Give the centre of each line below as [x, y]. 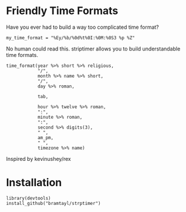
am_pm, [45, 137]
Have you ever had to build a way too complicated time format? [83, 27]
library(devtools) [28, 198]
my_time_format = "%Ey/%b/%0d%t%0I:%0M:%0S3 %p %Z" [70, 38]
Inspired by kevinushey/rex [39, 159]
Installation [34, 183]
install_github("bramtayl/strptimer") [53, 203]
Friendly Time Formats [62, 11]
